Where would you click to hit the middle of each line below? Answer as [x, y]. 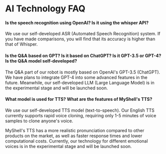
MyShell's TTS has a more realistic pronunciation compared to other [75, 130]
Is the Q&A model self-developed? [41, 61]
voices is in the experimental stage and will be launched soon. [69, 146]
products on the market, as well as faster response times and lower [74, 136]
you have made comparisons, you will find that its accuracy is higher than [80, 39]
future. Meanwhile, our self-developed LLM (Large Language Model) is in [80, 82]
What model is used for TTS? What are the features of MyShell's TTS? [79, 99]
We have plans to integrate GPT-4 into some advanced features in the [76, 77]
